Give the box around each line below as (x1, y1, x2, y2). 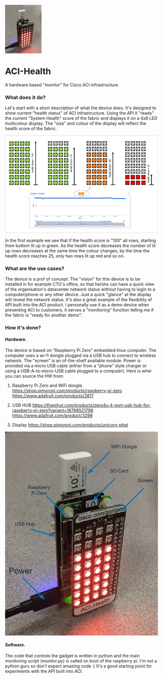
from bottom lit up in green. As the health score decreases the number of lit (5, 243, 156, 248)
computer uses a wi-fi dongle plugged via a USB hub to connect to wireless (5, 352, 156, 358)
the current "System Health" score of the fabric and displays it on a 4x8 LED (5, 116, 158, 121)
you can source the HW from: (5, 373, 64, 379)
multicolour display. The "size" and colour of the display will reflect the (5, 120, 147, 126)
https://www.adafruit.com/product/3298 (12, 413, 93, 418)
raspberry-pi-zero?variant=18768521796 (12, 407, 94, 413)
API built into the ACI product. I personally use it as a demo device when (5, 302, 149, 308)
